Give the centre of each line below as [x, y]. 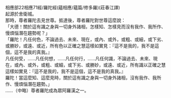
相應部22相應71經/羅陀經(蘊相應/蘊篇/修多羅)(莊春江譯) [63, 7]
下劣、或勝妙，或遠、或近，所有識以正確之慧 [119, 65]
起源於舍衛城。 [21, 14]
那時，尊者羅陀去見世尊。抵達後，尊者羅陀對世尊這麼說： [65, 20]
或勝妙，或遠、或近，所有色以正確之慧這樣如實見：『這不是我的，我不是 [80, 46]
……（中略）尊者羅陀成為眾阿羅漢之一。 [47, 90]
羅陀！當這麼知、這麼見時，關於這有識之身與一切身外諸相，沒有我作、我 [81, 78]
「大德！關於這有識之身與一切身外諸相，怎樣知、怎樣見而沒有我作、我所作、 [85, 27]
